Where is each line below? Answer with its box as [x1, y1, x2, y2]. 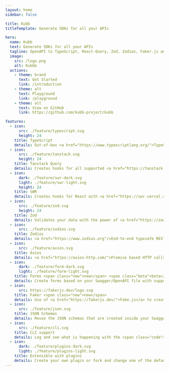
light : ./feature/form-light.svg [18, 269, 89, 274]
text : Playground [18, 91, 55, 96]
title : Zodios [14, 231, 44, 237]
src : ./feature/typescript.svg [18, 129, 84, 134]
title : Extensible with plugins [14, 353, 82, 358]
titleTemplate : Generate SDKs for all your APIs [5, 26, 109, 31]
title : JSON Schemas [14, 311, 57, 317]
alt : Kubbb [14, 63, 37, 68]
